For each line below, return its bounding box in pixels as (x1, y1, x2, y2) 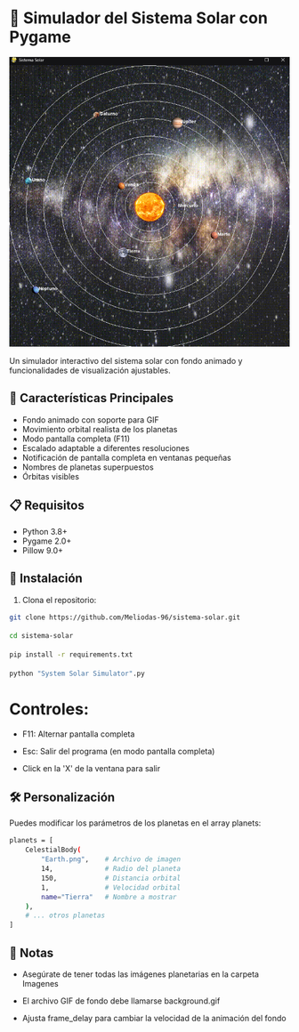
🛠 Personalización (9, 789, 116, 804)
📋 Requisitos (9, 498, 85, 513)
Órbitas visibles (21, 471, 80, 481)
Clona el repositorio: (21, 594, 97, 605)
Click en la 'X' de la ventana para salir (21, 762, 161, 773)
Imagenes (21, 978, 60, 988)
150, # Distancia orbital (41, 874, 181, 883)
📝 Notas (9, 945, 54, 960)
